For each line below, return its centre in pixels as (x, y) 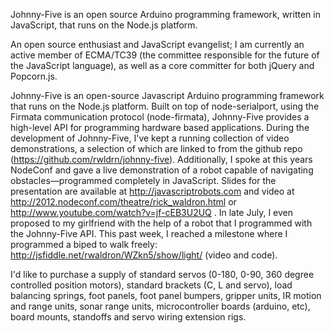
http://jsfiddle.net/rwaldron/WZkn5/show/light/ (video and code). (144, 255)
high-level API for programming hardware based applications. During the (160, 127)
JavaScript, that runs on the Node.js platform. (104, 25)
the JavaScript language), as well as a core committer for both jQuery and (162, 65)
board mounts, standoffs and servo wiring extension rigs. (128, 317)
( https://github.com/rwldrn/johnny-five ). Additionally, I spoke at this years (161, 159)
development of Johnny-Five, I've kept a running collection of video (150, 138)
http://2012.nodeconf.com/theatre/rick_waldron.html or (123, 202)
